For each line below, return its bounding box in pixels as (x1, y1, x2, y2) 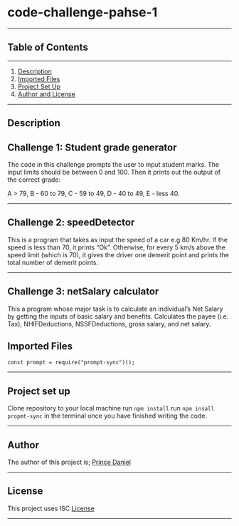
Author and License (17, 90, 76, 98)
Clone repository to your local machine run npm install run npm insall (7, 404, 215, 413)
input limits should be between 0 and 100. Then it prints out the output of (7, 167, 221, 176)
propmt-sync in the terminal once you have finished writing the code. (7, 411, 208, 421)
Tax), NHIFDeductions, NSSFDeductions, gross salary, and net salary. (7, 319, 211, 328)
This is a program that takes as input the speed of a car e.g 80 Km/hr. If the (7, 235, 228, 244)
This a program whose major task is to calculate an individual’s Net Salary (7, 304, 223, 313)
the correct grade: (7, 175, 61, 184)
